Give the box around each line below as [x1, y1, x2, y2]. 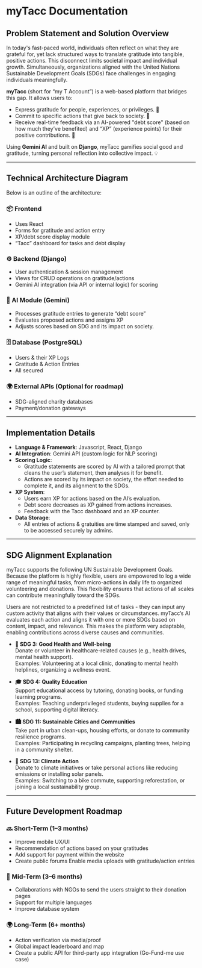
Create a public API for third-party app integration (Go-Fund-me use [14, 949, 185, 957]
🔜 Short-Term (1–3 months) [6, 824, 88, 832]
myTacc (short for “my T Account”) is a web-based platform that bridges [6, 88, 188, 95]
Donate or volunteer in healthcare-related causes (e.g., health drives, [14, 646, 186, 654]
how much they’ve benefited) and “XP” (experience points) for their [14, 125, 182, 132]
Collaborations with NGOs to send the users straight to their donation [14, 885, 186, 893]
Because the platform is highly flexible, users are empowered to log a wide [6, 572, 191, 579]
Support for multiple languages [14, 899, 92, 906]
